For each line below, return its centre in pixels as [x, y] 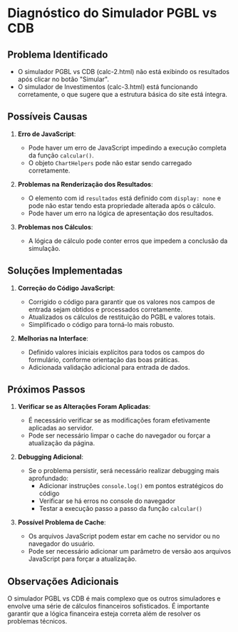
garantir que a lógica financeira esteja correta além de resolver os [104, 613]
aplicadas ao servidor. [61, 428]
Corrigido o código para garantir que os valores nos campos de [121, 301]
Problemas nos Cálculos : [55, 227]
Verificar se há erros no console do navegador [107, 501]
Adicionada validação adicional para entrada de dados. [109, 367]
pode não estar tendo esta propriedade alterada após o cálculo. [122, 205]
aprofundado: [48, 478]
